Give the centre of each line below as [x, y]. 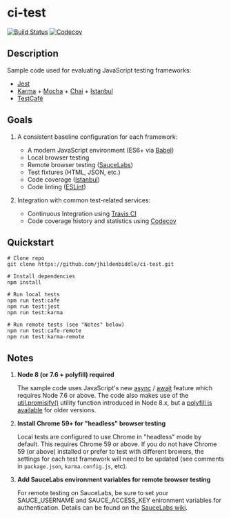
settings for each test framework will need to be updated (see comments [121, 459]
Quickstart [31, 242]
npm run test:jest [33, 307]
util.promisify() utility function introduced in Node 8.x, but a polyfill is [114, 403]
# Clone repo [26, 258]
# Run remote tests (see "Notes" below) [66, 325]
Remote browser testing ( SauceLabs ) [80, 164]
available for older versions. [57, 410]
